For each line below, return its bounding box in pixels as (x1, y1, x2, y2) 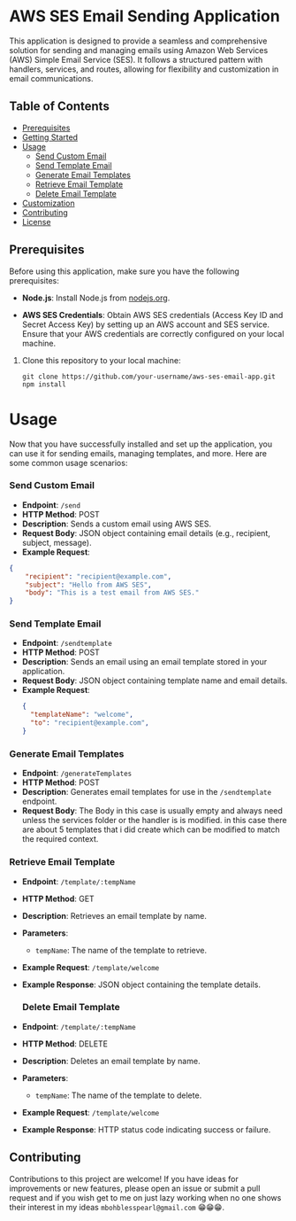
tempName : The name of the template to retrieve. (34, 945, 208, 955)
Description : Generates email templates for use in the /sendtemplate (21, 787, 272, 797)
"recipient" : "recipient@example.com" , (25, 572, 172, 581)
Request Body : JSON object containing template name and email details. (21, 675, 288, 686)
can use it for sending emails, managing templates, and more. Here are (9, 447, 268, 458)
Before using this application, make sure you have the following (9, 266, 240, 276)
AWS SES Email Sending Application (9, 6, 280, 27)
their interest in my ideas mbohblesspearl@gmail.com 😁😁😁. (9, 1202, 225, 1212)
